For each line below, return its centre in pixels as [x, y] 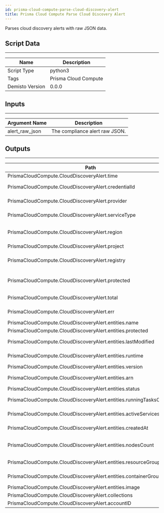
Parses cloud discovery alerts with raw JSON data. [56, 28]
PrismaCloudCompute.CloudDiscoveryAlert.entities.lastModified [81, 342]
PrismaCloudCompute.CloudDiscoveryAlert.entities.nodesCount [81, 445]
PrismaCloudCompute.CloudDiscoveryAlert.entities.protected [78, 330]
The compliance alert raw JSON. [89, 131]
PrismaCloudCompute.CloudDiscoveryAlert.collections [70, 495]
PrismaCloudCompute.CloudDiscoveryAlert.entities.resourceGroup [84, 462]
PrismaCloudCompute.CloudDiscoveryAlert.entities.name [73, 323]
